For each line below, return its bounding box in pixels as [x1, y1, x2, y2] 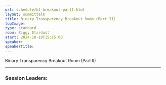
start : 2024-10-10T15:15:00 [5, 35, 63, 40]
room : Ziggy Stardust [5, 30, 50, 35]
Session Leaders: [5, 75, 48, 82]
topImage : [5, 21, 26, 26]
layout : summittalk [5, 12, 45, 17]
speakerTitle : [5, 44, 35, 49]
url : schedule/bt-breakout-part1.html [5, 7, 85, 12]
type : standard [5, 26, 37, 31]
